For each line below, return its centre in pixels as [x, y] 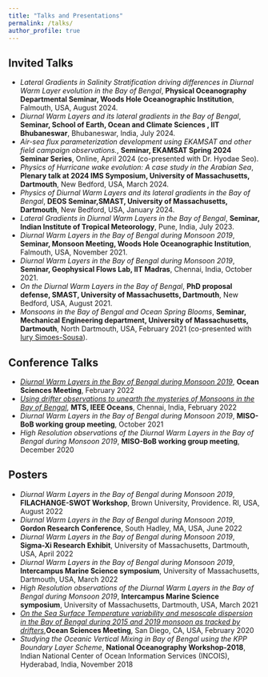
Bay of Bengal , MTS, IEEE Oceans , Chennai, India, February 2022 [128, 407]
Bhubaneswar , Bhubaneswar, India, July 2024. [98, 134]
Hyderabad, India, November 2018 [76, 664]
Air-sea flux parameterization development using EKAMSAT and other [136, 142]
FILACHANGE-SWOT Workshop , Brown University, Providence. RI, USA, [140, 503]
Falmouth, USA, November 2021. [74, 252]
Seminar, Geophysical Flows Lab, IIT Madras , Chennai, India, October [136, 270]
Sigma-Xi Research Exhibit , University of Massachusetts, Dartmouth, [134, 545]
